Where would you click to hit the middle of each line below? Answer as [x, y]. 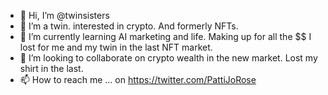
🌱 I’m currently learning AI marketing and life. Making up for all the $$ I [165, 36]
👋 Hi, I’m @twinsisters [64, 15]
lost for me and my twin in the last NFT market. [116, 47]
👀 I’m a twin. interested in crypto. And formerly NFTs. [129, 26]
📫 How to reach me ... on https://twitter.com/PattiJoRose [138, 79]
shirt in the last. [51, 68]
